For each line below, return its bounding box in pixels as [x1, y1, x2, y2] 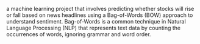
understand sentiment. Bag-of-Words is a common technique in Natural [6, 18, 186, 25]
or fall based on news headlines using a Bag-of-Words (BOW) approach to [6, 11, 193, 19]
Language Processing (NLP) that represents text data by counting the [6, 24, 181, 31]
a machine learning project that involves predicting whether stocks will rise [6, 5, 195, 12]
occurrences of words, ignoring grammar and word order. [6, 31, 151, 38]
